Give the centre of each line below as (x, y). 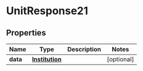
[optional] (120, 59)
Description (84, 49)
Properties (26, 33)
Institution (47, 59)
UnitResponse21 (47, 11)
